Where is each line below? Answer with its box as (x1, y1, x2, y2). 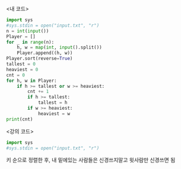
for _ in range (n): (6, 39, 55, 45)
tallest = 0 (6, 61, 36, 67)
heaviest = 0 (6, 66, 39, 72)
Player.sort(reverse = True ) (6, 56, 73, 62)
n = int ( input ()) (6, 28, 49, 34)
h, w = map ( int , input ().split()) (17, 44, 102, 50)
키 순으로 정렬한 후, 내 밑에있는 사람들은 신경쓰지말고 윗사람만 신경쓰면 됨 (6, 157, 176, 164)
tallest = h (37, 100, 68, 106)
